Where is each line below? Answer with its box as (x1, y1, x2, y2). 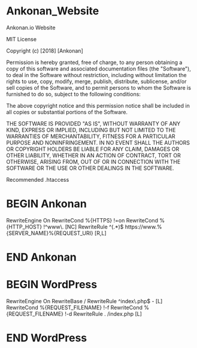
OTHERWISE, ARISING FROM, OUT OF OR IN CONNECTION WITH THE (6, 158, 181, 165)
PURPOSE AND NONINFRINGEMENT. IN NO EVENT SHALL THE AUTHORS (6, 139, 190, 146)
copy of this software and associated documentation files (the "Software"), (6, 65, 192, 72)
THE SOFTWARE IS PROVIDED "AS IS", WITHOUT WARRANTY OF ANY (6, 120, 181, 127)
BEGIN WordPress (6, 278, 98, 291)
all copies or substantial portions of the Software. (6, 108, 128, 115)
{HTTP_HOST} (6, 223, 43, 230)
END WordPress (6, 331, 87, 345)
